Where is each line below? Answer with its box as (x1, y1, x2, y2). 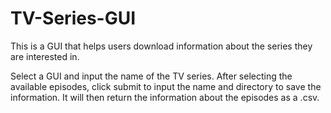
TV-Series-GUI (10, 7, 137, 30)
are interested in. (10, 50, 80, 62)
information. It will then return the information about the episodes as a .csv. (10, 91, 320, 103)
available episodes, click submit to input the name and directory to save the (10, 80, 322, 92)
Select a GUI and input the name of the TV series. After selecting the (10, 70, 293, 82)
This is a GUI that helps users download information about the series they (10, 40, 313, 52)
